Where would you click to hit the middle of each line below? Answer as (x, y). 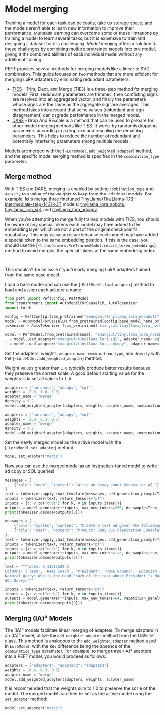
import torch (18, 308)
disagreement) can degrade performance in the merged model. (76, 115)
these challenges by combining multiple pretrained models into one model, (81, 49)
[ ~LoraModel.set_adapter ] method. (40, 448)
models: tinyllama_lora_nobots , (94, 204)
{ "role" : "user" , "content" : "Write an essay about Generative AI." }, (88, 485)
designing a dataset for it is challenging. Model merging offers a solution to (81, 43)
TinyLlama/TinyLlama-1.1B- (108, 199)
